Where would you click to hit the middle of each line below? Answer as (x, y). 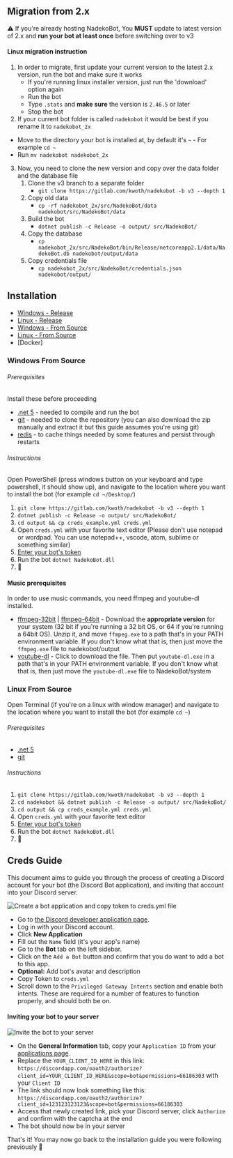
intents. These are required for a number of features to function (108, 993)
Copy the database (55, 234)
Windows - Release (45, 312)
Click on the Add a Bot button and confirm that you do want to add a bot (120, 956)
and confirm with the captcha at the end (75, 1119)
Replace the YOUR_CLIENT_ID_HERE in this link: (81, 1061)
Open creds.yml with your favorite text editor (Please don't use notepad (120, 530)
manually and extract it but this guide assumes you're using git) (108, 427)
